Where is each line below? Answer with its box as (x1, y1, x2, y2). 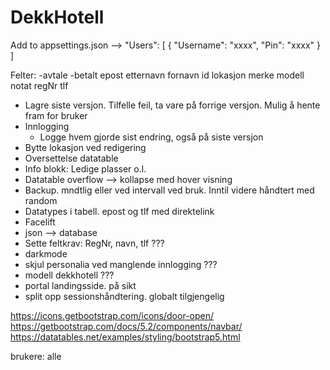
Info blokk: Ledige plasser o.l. (24, 162, 147, 175)
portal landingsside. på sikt (24, 279, 137, 291)
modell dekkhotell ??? (24, 269, 115, 281)
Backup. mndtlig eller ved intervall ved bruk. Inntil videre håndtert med (24, 184, 315, 196)
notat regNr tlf (10, 79, 69, 91)
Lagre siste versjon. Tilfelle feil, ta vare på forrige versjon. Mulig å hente (24, 99, 321, 111)
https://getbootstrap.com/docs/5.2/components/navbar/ (10, 320, 243, 332)
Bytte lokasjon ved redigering (24, 141, 147, 153)
